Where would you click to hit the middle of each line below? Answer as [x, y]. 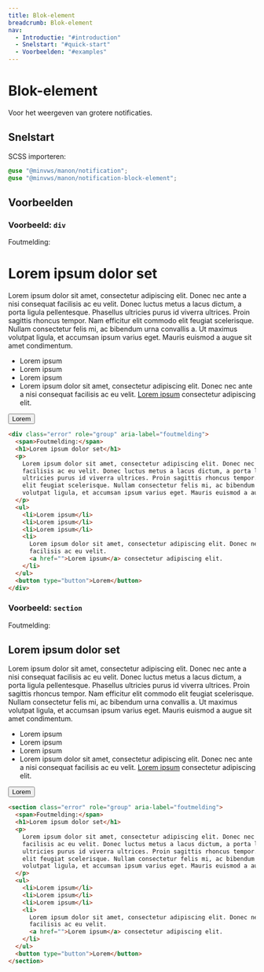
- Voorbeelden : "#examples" [61, 52]
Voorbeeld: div [37, 225]
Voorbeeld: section [45, 608]
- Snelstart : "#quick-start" [63, 45]
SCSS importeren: [37, 156]
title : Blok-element [42, 15]
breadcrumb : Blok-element [50, 23]
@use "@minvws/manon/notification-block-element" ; [93, 178]
